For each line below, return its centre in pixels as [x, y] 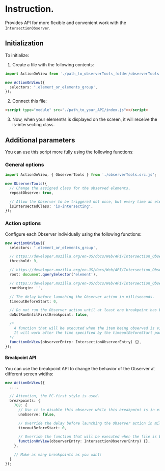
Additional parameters [40, 140]
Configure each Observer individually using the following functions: [73, 234]
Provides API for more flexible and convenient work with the [66, 23]
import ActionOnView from [31, 74]
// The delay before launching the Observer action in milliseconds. [82, 297]
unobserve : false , [37, 414]
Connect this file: [29, 101]
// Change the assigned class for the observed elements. [70, 188]
